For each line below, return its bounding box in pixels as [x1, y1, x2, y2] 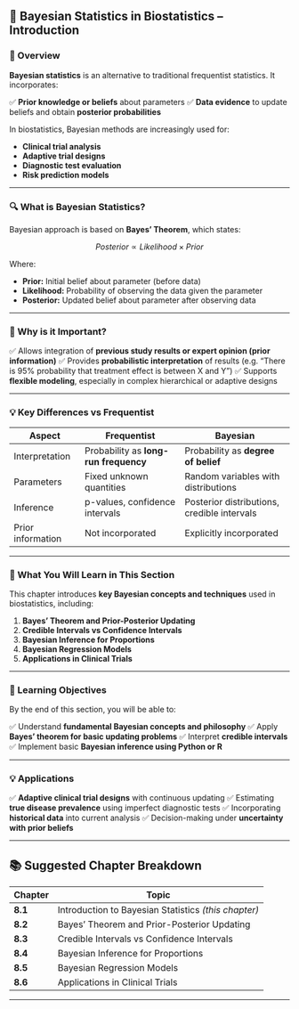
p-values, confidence [84, 495, 176, 508]
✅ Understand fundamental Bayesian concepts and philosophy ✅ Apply [9, 721, 279, 732]
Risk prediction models [21, 169, 109, 180]
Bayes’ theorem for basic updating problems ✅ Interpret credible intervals [9, 731, 288, 742]
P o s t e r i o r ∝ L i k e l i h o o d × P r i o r [94, 241, 205, 252]
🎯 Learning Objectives [9, 683, 107, 696]
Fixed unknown [84, 469, 149, 482]
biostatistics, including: [9, 598, 94, 608]
